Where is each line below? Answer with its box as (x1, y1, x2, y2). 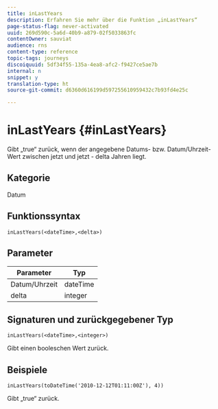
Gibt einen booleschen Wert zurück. (7, 344, 109, 353)
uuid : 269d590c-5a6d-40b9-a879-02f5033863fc (7, 29, 136, 36)
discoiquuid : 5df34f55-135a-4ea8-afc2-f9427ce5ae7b (7, 61, 158, 68)
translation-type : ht (7, 80, 69, 87)
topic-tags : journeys (7, 55, 69, 62)
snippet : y (7, 74, 38, 81)
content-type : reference (7, 49, 78, 56)
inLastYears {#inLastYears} (7, 122, 167, 138)
